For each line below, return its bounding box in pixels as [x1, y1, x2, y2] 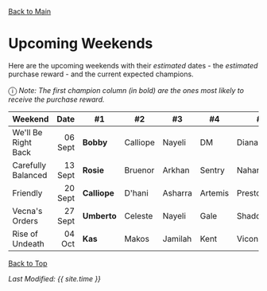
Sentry [199, 165, 225, 176]
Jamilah [162, 233, 192, 244]
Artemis [199, 187, 230, 198]
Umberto [82, 210, 117, 221]
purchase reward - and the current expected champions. [8, 69, 194, 79]
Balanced [12, 169, 48, 180]
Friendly [12, 187, 43, 198]
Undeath [12, 238, 45, 249]
